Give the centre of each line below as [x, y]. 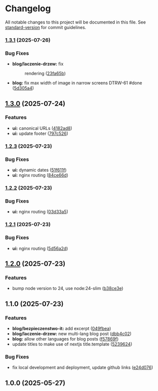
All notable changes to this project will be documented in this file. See [76, 22]
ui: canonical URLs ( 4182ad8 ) [42, 128]
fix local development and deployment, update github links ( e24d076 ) [83, 367]
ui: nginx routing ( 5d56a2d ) [40, 248]
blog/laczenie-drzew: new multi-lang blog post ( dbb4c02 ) [72, 334]
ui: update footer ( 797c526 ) [40, 133]
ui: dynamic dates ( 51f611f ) [39, 170]
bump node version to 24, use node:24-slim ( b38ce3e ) [68, 288]
